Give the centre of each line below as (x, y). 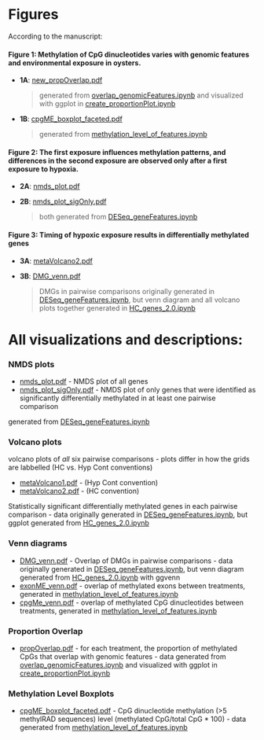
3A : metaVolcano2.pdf (56, 260)
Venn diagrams (38, 543)
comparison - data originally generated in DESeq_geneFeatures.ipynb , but (128, 515)
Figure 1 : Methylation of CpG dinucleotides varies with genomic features (129, 54)
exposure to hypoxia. (43, 169)
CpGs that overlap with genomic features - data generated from (123, 656)
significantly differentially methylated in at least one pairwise (117, 398)
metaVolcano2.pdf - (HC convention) (79, 491)
